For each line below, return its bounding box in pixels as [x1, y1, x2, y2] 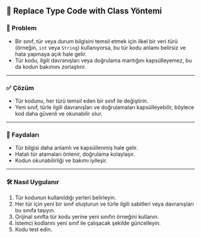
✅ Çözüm [6, 83, 35, 92]
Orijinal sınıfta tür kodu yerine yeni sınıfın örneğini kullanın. [14, 213, 159, 220]
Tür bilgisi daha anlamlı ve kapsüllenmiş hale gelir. [14, 144, 138, 152]
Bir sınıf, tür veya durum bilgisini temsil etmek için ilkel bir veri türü [14, 37, 178, 45]
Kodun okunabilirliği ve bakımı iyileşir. [14, 157, 108, 164]
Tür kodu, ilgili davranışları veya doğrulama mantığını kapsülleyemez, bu [14, 56, 193, 64]
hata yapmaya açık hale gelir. [14, 50, 87, 58]
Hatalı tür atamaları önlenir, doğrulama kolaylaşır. [14, 150, 135, 158]
